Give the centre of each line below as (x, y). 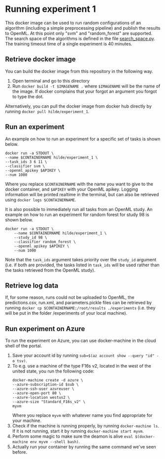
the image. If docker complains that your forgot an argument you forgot (84, 91)
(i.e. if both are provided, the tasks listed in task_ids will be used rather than (82, 265)
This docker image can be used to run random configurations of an (73, 23)
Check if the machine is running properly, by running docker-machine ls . (85, 426)
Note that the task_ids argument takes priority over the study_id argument (81, 259)
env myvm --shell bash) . (55, 442)
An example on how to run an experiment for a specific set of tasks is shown (83, 139)
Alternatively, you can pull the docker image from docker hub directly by (78, 106)
